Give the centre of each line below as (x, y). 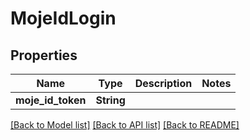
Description (163, 83)
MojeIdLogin (63, 18)
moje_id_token (51, 100)
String (110, 100)
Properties (44, 55)
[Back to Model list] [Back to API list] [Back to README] (125, 125)
